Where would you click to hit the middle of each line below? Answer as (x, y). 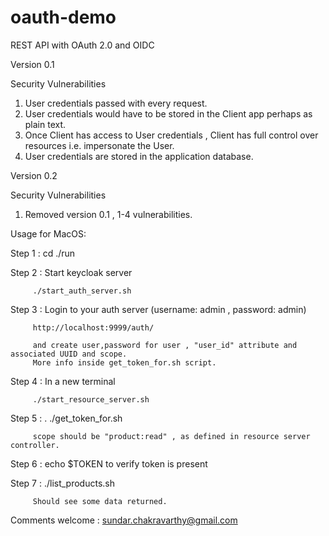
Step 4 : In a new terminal (63, 381)
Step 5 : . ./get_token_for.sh (66, 418)
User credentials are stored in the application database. (139, 156)
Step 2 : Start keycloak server (71, 272)
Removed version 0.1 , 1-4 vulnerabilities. (108, 214)
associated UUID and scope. (69, 354)
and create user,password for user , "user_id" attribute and (165, 345)
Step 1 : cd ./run (43, 253)
